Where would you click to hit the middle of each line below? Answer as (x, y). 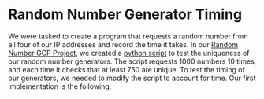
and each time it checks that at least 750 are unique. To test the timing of (127, 69)
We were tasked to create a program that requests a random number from (128, 36)
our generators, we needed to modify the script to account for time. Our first (132, 78)
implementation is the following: (60, 86)
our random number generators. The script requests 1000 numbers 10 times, (132, 61)
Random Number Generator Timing (125, 15)
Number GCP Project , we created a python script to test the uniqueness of (129, 53)
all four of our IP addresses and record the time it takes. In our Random (123, 44)
